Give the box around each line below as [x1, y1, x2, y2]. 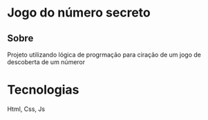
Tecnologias [7, 82, 79, 98]
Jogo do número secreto [7, 5, 151, 21]
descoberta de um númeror [7, 58, 86, 66]
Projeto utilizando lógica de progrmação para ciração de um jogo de [7, 50, 202, 59]
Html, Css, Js [7, 105, 46, 113]
